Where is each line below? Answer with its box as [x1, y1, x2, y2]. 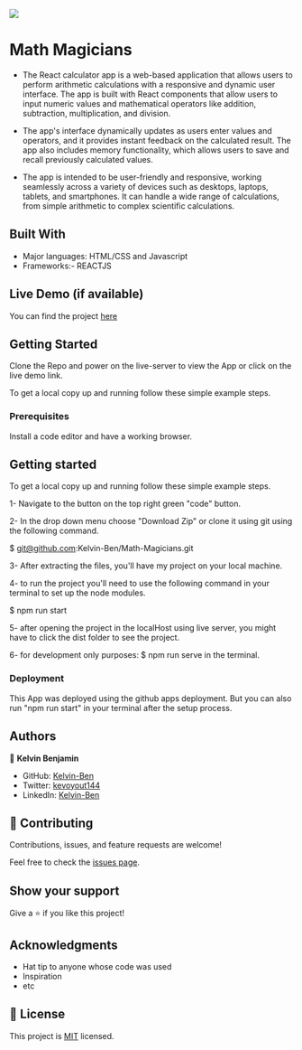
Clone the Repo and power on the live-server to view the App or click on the [9, 361, 292, 371]
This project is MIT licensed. [9, 1030, 114, 1041]
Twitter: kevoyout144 [22, 780, 101, 791]
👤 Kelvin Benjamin [9, 753, 79, 764]
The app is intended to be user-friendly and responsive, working [22, 172, 262, 183]
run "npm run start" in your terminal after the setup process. [9, 702, 233, 713]
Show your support [9, 883, 120, 898]
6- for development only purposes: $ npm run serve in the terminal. [9, 650, 260, 661]
